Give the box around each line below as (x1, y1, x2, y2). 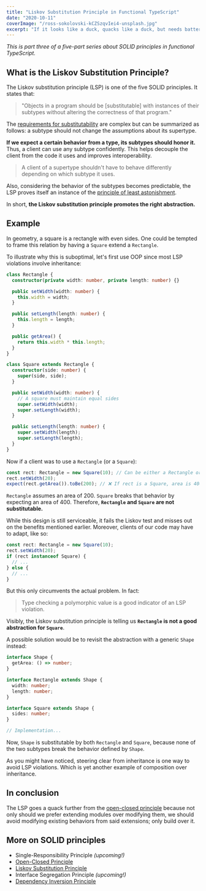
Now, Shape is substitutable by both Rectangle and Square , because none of (6, 739, 196, 746)
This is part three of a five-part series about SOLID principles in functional (6, 43, 194, 50)
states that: (6, 90, 35, 98)
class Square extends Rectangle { (6, 362, 95, 368)
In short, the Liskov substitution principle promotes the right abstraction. (6, 201, 196, 208)
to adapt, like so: (6, 530, 48, 537)
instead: (6, 642, 27, 650)
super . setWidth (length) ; (17, 429, 81, 436)
